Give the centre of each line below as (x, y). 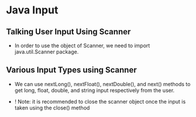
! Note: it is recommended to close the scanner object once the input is (100, 101)
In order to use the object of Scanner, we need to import (82, 45)
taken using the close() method (52, 108)
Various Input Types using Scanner (71, 70)
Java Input (32, 10)
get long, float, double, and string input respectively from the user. (94, 90)
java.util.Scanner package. (47, 52)
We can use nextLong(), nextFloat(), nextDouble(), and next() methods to (102, 84)
